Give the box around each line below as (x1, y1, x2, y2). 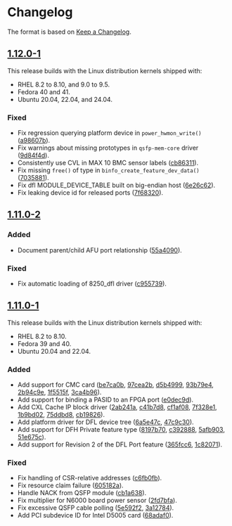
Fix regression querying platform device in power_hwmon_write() (17, 129, 202, 137)
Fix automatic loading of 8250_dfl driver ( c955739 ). (17, 279, 167, 288)
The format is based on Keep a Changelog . (7, 27, 131, 36)
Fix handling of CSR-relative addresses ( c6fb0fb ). (17, 474, 162, 482)
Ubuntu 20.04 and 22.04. (17, 347, 91, 355)
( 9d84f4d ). (17, 151, 49, 160)
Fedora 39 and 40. (17, 339, 72, 348)
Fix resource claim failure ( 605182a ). (17, 481, 124, 489)
